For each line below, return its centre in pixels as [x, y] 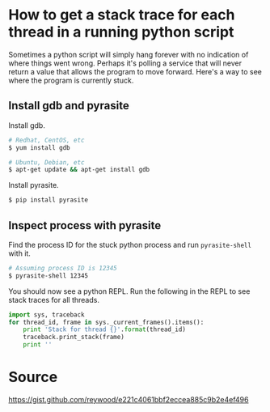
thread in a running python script [121, 32]
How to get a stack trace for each [122, 15]
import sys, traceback [46, 314]
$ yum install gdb [39, 147]
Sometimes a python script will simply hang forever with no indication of [129, 54]
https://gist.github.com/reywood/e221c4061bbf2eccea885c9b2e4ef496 [129, 399]
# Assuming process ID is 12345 [63, 268]
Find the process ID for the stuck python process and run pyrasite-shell [130, 244]
